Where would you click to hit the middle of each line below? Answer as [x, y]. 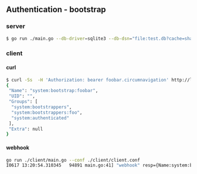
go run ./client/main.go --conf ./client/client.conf [73, 160]
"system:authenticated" [40, 118]
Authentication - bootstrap [56, 10]
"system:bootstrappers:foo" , [47, 112]
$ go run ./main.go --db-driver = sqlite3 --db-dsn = [69, 38]
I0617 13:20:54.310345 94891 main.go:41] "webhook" [73, 166]
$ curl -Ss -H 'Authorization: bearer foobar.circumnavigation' [87, 80]
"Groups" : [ [23, 102]
